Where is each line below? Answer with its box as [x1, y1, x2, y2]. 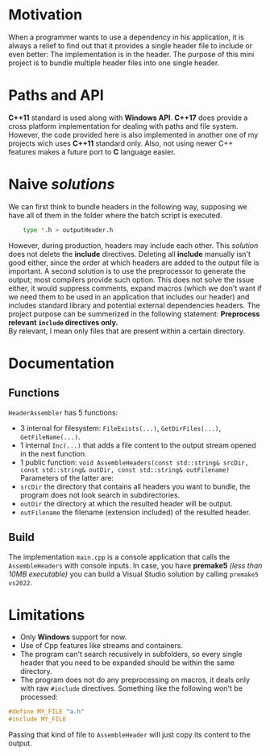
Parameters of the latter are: [19, 473, 114, 482]
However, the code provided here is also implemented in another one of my [8, 130, 259, 139]
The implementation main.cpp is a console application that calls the [8, 552, 231, 561]
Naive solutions [8, 176, 115, 194]
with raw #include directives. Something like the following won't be [19, 684, 243, 693]
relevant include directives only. [8, 317, 118, 327]
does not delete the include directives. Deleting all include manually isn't [8, 249, 251, 258]
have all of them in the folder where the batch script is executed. [8, 210, 223, 220]
